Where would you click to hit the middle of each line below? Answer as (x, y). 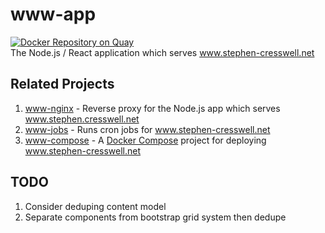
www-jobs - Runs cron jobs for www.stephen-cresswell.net (147, 129)
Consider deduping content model (95, 206)
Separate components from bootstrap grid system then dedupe (155, 217)
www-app (53, 14)
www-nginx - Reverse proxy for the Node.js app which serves (152, 108)
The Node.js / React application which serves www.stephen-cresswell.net (162, 52)
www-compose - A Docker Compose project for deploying (145, 140)
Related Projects (62, 84)
